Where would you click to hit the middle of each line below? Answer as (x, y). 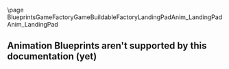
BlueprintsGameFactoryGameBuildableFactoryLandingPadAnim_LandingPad (115, 17)
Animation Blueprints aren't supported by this (107, 46)
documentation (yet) (52, 56)
